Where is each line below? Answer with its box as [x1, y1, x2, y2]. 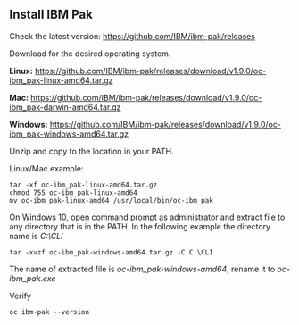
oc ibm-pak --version [9, 307, 90, 316]
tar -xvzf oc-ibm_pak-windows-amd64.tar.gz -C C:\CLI [9, 247, 214, 257]
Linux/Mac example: [9, 162, 84, 173]
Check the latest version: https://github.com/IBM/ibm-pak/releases [9, 30, 256, 41]
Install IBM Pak [9, 7, 94, 22]
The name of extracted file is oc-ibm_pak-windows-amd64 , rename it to [9, 263, 276, 274]
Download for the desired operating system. [9, 48, 171, 59]
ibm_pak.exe [9, 272, 56, 284]
